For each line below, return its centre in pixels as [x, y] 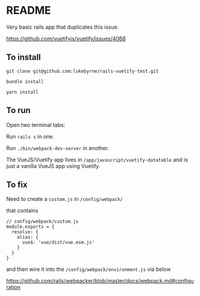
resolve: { [25, 232]
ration [13, 287]
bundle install [25, 81]
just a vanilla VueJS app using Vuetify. [53, 166]
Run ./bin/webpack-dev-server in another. [58, 148]
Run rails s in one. [30, 136]
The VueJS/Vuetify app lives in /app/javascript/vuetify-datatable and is [97, 160]
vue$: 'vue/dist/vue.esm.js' [58, 243]
